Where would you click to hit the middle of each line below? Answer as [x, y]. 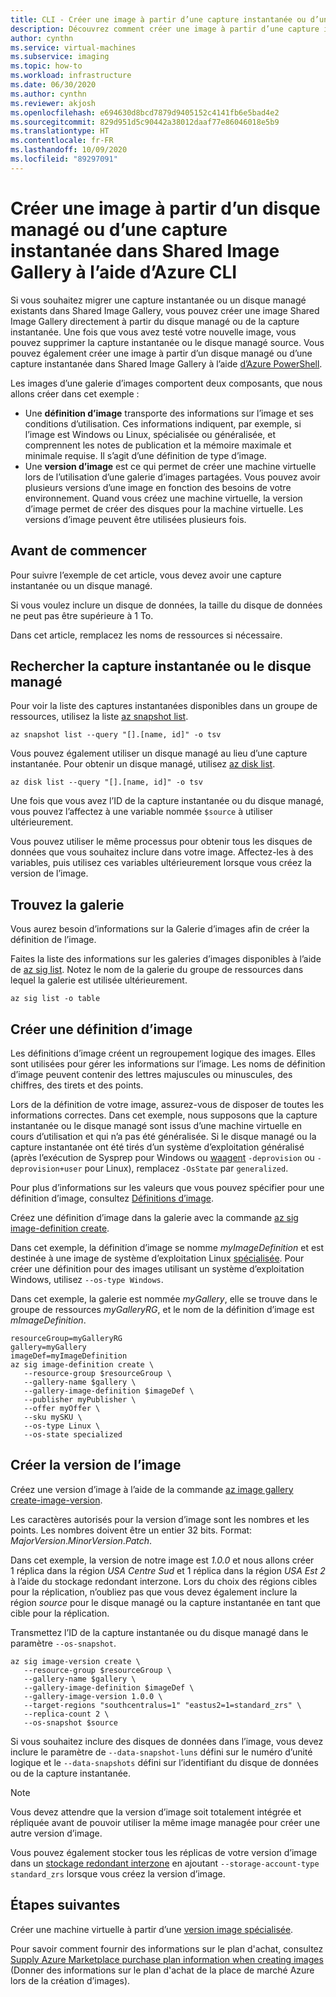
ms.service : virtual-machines [73, 47]
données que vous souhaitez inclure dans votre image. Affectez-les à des [162, 852]
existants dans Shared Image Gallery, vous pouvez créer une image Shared [165, 310]
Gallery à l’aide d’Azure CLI [124, 272]
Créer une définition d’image [101, 1029]
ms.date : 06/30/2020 [53, 85]
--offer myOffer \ [62, 1408]
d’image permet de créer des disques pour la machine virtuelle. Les [164, 508]
